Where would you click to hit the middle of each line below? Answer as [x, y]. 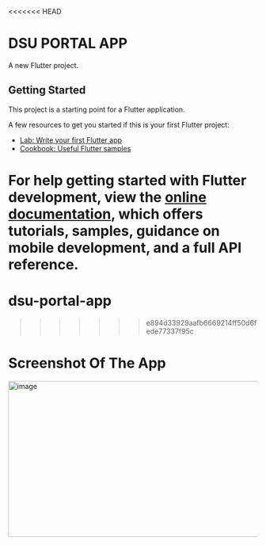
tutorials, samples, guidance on [114, 231]
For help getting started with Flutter [127, 180]
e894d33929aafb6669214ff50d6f [201, 322]
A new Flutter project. [44, 65]
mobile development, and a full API [125, 248]
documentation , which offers [106, 214]
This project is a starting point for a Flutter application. [97, 109]
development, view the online [108, 197]
